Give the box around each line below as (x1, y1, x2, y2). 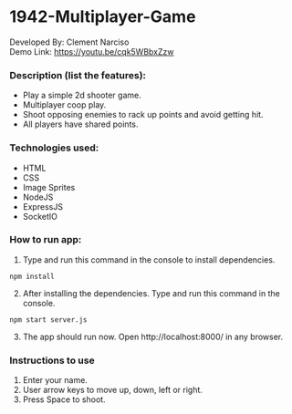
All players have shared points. (22, 119, 139, 129)
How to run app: (9, 233, 82, 246)
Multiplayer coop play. (22, 99, 107, 110)
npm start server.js (9, 315, 89, 325)
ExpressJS (22, 201, 64, 212)
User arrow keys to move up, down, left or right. (22, 385, 203, 396)
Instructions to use (9, 354, 95, 367)
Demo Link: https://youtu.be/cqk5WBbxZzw (9, 46, 174, 57)
